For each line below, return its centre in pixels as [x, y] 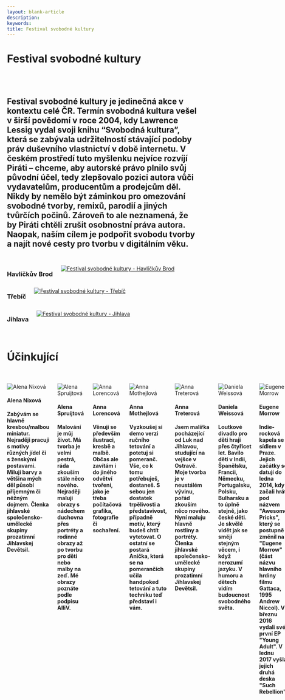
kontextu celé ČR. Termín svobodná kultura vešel [102, 111]
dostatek [141, 498]
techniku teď [146, 595]
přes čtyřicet [235, 447]
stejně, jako [233, 511]
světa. [226, 608]
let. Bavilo [231, 453]
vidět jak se [233, 530]
